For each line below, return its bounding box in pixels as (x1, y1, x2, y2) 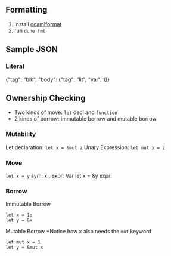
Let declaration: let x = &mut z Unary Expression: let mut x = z (5, 143, 166, 151)
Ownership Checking (5, 92, 86, 103)
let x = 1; (5, 212, 33, 218)
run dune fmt (14, 27, 46, 34)
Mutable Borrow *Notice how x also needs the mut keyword (5, 228, 151, 235)
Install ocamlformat (14, 20, 62, 27)
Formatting (5, 5, 48, 15)
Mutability (5, 130, 36, 138)
